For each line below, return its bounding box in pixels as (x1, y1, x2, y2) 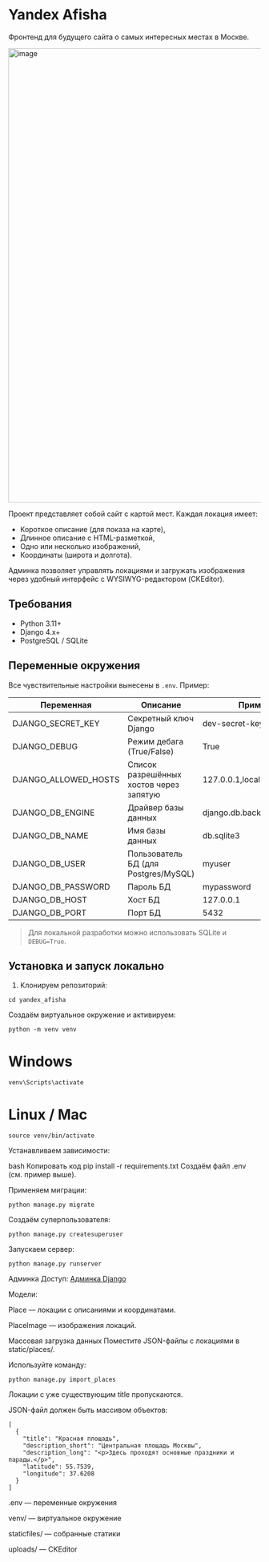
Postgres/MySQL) (127, 868, 195, 879)
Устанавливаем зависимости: (8, 1146, 110, 1156)
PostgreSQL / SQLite (19, 636, 88, 645)
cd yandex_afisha (8, 996, 66, 1004)
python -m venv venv (8, 1026, 78, 1034)
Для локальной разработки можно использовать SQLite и (27, 927, 227, 937)
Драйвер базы (127, 801, 184, 813)
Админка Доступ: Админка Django (8, 1274, 126, 1284)
